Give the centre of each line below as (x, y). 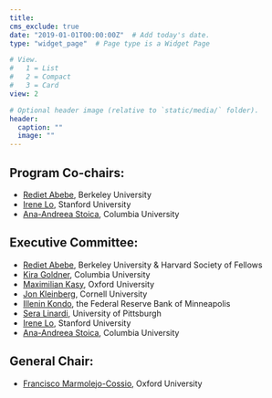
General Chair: (52, 361)
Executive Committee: (74, 243)
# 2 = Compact (40, 77)
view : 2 (24, 94)
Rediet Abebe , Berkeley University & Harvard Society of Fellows (142, 265)
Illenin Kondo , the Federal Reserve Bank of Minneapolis (126, 303)
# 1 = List (34, 68)
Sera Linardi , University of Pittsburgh (92, 313)
